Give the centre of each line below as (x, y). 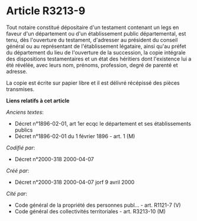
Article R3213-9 (46, 11)
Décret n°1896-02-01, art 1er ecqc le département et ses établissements (103, 123)
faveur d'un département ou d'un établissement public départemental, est (96, 33)
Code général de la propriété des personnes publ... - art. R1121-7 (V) (98, 205)
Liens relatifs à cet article (38, 100)
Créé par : (18, 171)
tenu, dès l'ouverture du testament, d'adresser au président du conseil (92, 40)
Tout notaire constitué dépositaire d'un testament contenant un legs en (93, 27)
